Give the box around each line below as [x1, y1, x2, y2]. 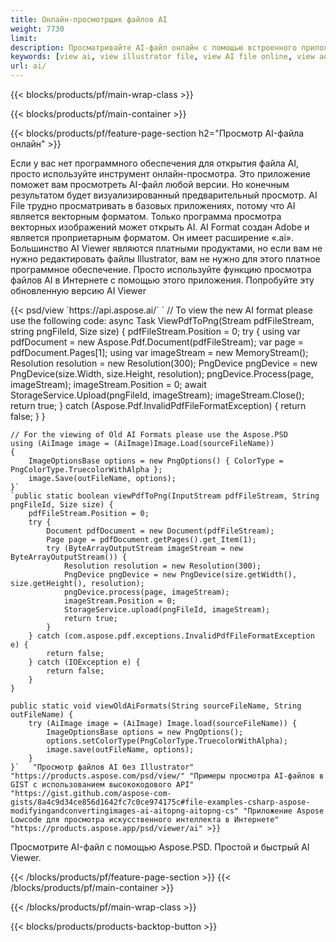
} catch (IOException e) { [28, 657, 141, 667]
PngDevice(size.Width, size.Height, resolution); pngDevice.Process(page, [10, 368, 314, 380]
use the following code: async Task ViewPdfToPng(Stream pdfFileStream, [10, 315, 315, 326]
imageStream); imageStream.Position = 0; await [10, 379, 207, 390]
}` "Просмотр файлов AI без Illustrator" [10, 762, 195, 772]
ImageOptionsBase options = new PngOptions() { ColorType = [28, 456, 284, 466]
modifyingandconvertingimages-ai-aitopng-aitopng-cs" [10, 806, 240, 816]
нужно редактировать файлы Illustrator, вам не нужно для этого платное [10, 253, 321, 265]
